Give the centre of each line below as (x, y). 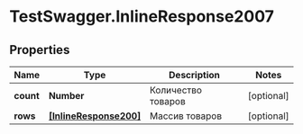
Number (66, 96)
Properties (40, 50)
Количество (176, 90)
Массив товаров (186, 116)
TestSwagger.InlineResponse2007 (142, 17)
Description (194, 75)
